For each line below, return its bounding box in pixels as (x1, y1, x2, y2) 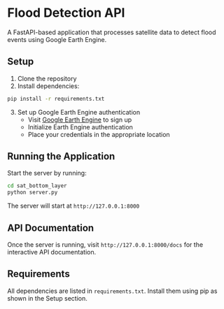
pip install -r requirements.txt (7, 95, 105, 102)
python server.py (7, 189, 58, 196)
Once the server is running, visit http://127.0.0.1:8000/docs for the (7, 240, 204, 249)
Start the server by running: (7, 169, 87, 178)
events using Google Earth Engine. (7, 35, 107, 43)
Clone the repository (17, 74, 77, 82)
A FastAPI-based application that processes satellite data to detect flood (7, 28, 216, 36)
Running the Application (7, 150, 115, 162)
